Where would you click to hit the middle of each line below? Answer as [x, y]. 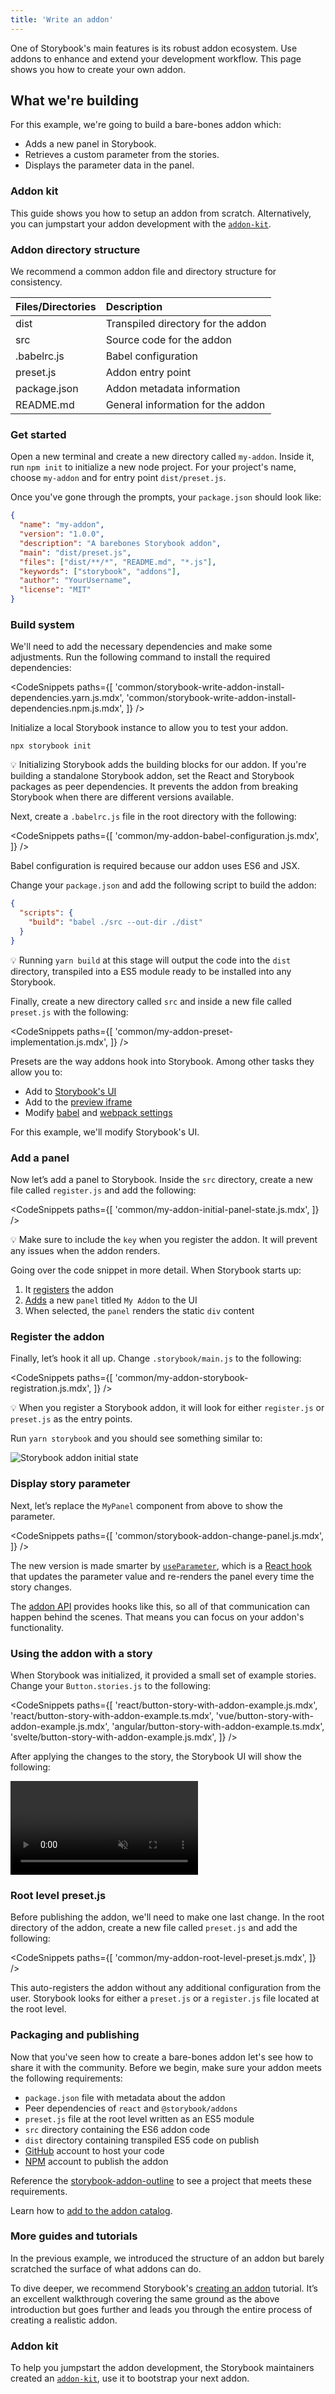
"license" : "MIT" [55, 590]
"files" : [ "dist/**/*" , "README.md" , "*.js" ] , [118, 562]
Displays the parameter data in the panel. [109, 165]
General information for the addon [185, 405]
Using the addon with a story [81, 1653]
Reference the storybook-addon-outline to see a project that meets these [161, 2180]
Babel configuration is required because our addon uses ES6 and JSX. [155, 866]
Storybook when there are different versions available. [122, 797]
